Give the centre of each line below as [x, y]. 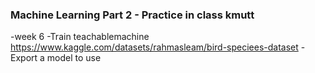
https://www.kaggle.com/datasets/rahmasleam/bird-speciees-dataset [154, 47]
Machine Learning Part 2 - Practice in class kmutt [132, 15]
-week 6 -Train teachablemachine [80, 37]
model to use [74, 58]
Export [24, 58]
